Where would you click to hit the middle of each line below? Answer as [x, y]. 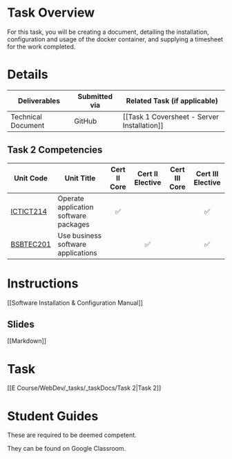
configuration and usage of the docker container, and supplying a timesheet [115, 39]
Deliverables [39, 100]
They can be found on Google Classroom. [67, 449]
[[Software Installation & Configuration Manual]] [75, 303]
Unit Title [80, 178]
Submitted [95, 96]
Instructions [43, 283]
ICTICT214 [29, 211]
